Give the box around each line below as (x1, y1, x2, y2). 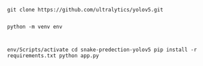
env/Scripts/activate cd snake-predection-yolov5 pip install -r (7, 46, 197, 53)
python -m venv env (7, 23, 63, 30)
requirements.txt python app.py (7, 52, 99, 59)
